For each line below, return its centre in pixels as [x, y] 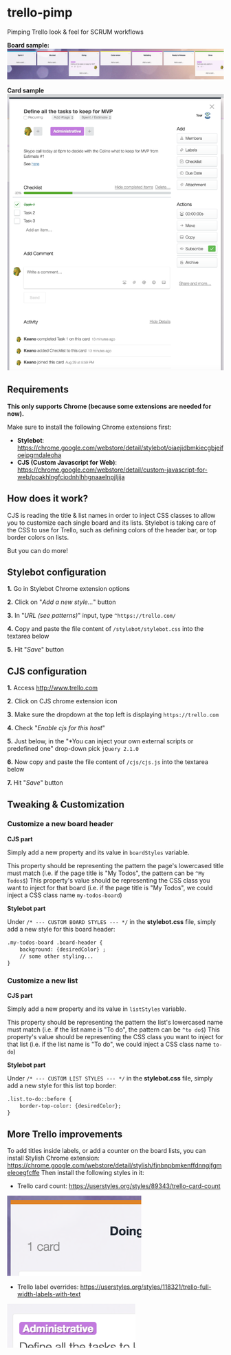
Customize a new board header [60, 824]
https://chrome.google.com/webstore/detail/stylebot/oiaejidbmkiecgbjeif [120, 448]
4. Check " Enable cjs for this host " [56, 728]
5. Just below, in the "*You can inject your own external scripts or [100, 741]
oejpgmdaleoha [39, 455]
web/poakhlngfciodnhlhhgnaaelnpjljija [71, 476]
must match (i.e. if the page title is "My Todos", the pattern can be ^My [106, 873]
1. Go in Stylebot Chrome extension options [69, 589]
